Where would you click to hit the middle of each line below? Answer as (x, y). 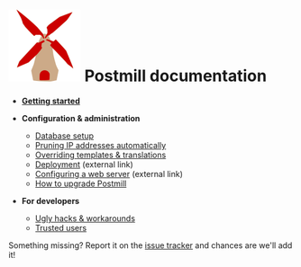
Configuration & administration (81, 118)
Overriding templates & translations (100, 155)
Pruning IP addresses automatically (100, 145)
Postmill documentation (176, 76)
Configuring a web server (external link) (109, 174)
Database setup (64, 136)
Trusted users (61, 227)
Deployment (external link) (84, 164)
